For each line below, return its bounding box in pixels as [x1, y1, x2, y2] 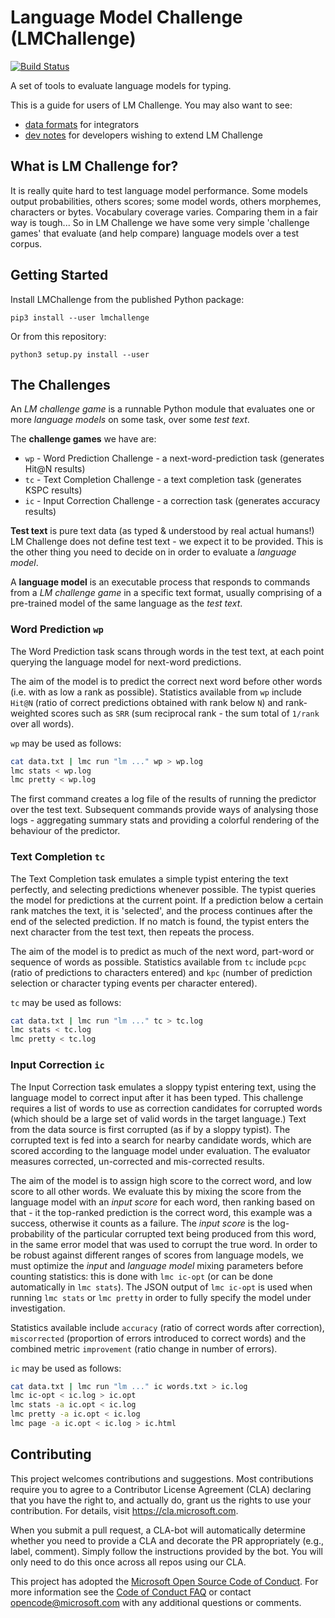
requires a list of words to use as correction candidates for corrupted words [10, 1102, 323, 1114]
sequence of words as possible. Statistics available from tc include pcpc [10, 956, 307, 968]
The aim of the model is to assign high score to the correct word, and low [10, 1174, 312, 1186]
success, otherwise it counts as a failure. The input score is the [10, 1217, 271, 1229]
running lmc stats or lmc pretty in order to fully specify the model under [10, 1291, 312, 1303]
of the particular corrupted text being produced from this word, [56, 1227, 317, 1240]
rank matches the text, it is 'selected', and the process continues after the [10, 904, 313, 916]
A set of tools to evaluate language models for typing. [10, 79, 232, 91]
